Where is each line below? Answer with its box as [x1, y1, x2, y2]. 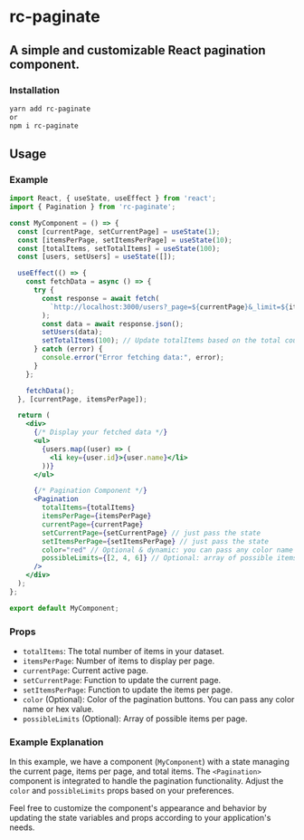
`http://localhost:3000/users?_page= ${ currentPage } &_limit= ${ [49, 302, 290, 312]
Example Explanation [9, 736, 104, 748]
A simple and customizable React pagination [9, 43, 266, 58]
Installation [9, 83, 61, 96]
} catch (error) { [33, 344, 103, 354]
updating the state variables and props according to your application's [9, 813, 271, 824]
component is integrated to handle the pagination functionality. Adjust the [9, 776, 284, 787]
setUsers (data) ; [42, 328, 103, 337]
